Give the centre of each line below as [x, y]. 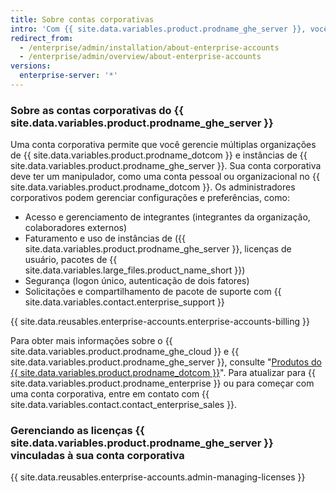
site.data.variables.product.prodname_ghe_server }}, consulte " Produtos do [166, 362]
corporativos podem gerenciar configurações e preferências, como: [150, 198]
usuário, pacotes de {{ [71, 260]
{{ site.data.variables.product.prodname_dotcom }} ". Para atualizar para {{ [163, 373]
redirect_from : [42, 38]
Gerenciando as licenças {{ [77, 431]
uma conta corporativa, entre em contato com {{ [110, 394]
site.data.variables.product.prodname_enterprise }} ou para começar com [162, 383]
